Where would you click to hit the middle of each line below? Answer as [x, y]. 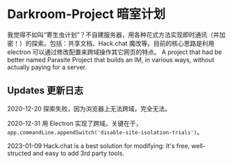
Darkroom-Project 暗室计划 [86, 14]
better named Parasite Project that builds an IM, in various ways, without [111, 60]
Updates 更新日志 [45, 91]
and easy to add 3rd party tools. [78, 153]
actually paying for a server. [47, 67]
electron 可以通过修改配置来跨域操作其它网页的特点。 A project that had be [115, 52]
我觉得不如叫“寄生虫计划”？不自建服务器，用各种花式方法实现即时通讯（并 [114, 35]
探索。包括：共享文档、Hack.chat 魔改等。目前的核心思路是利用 [123, 43]
